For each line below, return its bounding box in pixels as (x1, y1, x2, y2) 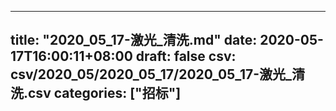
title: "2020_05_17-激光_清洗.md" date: (10, 32, 258, 49)
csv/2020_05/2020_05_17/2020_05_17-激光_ (10, 66, 293, 83)
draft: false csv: (135, 48, 237, 65)
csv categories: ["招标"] (28, 85, 182, 102)
